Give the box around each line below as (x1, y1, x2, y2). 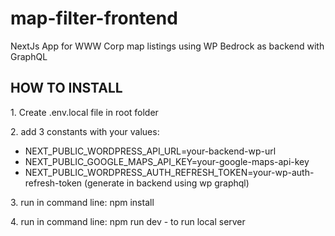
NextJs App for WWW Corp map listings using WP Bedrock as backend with (10, 40, 325, 52)
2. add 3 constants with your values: (10, 125, 160, 137)
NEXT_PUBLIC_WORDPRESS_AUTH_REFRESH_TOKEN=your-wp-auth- (24, 166, 315, 178)
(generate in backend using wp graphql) (84, 177, 250, 189)
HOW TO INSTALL (10, 80, 123, 97)
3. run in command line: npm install (10, 196, 155, 208)
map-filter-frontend (10, 7, 178, 30)
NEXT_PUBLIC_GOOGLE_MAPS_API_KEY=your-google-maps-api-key (24, 155, 310, 167)
